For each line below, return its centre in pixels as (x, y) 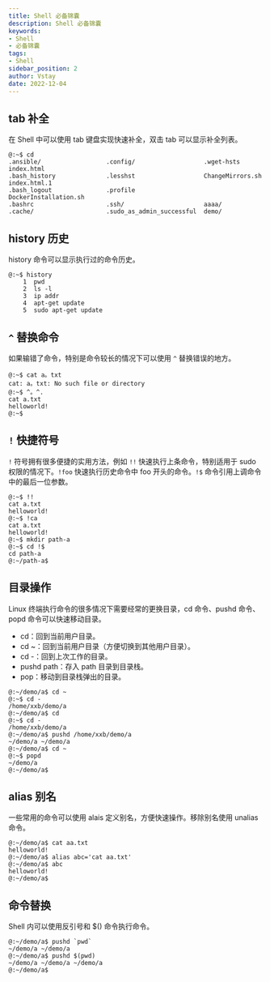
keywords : (25, 31)
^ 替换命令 (34, 337)
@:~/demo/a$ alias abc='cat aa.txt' (70, 857)
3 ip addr (41, 297)
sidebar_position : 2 (43, 69)
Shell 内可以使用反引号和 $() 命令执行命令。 (81, 926)
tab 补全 (29, 118)
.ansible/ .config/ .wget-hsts (124, 162)
